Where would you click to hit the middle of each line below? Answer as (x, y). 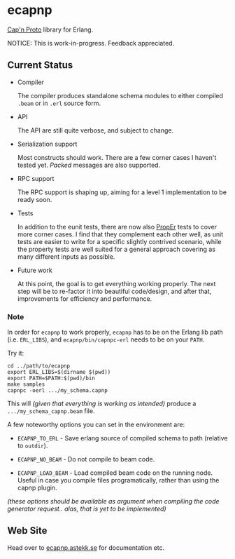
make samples (26, 384)
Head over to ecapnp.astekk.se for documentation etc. (86, 547)
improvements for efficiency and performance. (85, 298)
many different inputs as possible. (66, 256)
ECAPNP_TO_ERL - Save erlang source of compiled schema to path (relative (122, 438)
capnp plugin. (37, 488)
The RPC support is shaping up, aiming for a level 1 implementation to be (122, 192)
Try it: (16, 353)
